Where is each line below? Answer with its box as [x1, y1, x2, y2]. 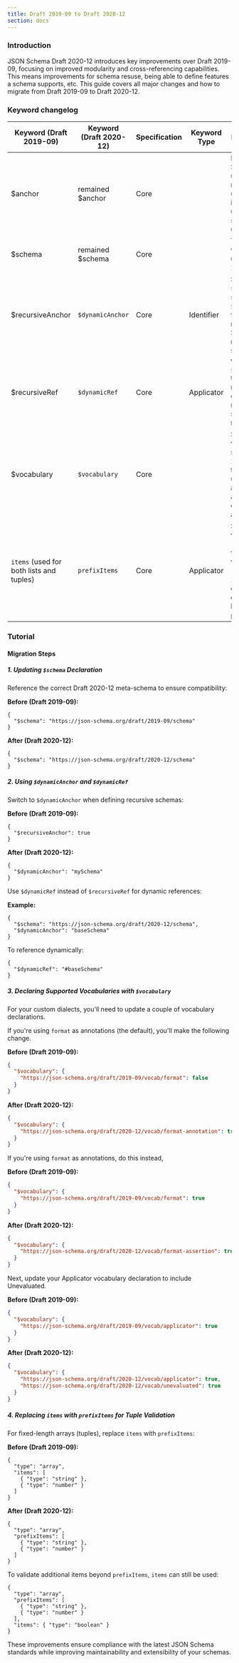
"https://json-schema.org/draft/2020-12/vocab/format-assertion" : [20, 1248, 221, 1255]
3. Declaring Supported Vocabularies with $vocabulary [7, 987, 171, 995]
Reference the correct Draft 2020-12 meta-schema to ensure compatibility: [7, 684, 228, 692]
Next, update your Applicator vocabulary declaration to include [7, 1274, 192, 1283]
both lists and [11, 566, 56, 576]
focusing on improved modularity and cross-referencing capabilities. [18, 64, 220, 73]
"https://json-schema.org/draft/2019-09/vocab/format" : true [20, 1195, 205, 1202]
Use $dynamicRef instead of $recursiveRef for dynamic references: [7, 887, 203, 895]
